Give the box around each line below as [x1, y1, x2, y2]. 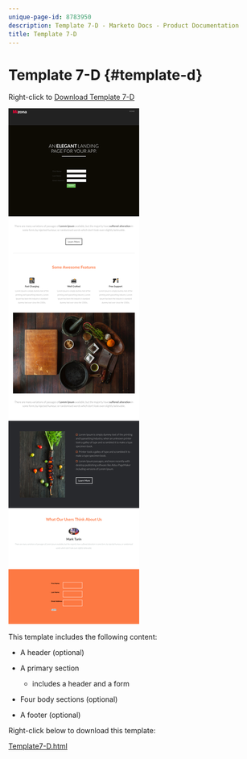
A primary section [19, 663, 80, 673]
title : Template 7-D [8, 30, 78, 38]
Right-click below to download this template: [8, 726, 156, 736]
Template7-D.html [8, 741, 68, 751]
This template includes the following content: [8, 632, 158, 642]
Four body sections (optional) [19, 695, 118, 704]
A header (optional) [19, 648, 84, 657]
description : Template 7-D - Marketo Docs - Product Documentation [8, 21, 240, 30]
